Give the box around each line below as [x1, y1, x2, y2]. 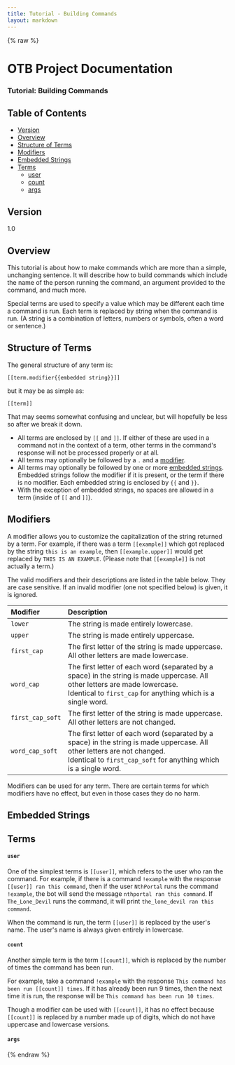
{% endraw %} [7, 1050, 50, 1059]
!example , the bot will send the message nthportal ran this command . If [7, 889, 213, 898]
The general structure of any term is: [7, 361, 113, 369]
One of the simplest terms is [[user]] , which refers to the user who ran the [7, 867, 224, 876]
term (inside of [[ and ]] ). [17, 493, 93, 502]
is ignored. [7, 590, 38, 598]
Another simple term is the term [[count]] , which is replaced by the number [7, 956, 226, 964]
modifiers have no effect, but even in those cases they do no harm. [7, 789, 201, 797]
